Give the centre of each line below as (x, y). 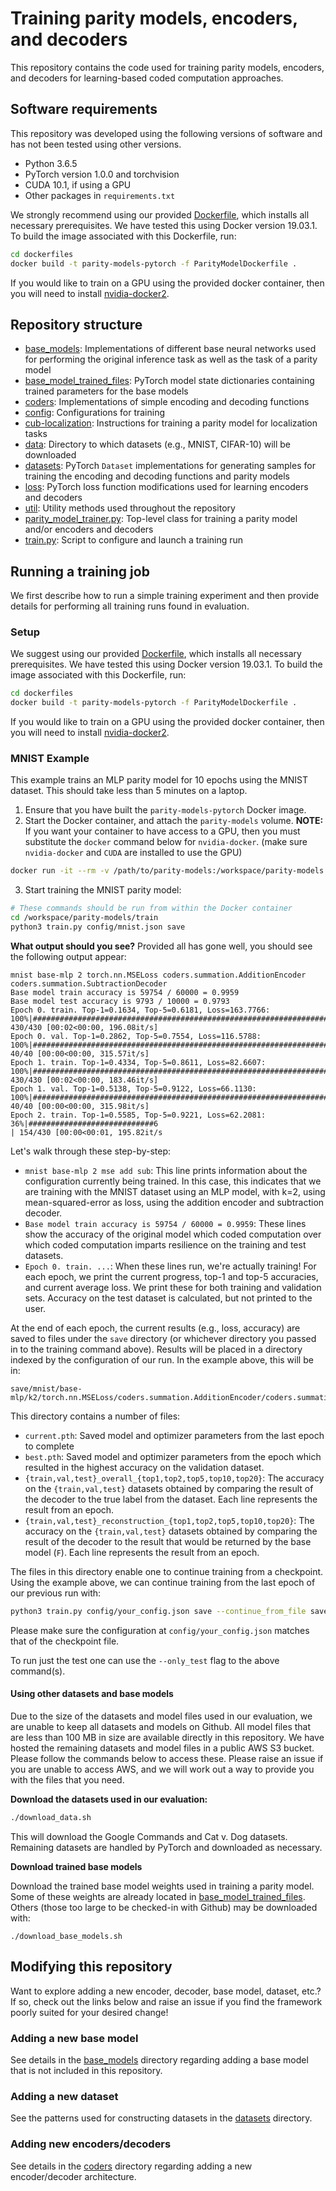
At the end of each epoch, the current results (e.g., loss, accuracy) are (155, 1328)
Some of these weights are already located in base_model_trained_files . (158, 1896)
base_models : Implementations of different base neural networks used (170, 349)
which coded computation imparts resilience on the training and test (165, 1244)
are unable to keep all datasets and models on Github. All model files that (161, 1727)
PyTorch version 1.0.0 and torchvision (102, 174)
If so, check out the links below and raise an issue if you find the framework (166, 2001)
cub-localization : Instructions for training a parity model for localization (171, 423)
